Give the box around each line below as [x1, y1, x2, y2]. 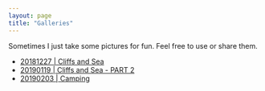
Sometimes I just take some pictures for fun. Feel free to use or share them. [8, 41, 259, 50]
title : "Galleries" [8, 19, 74, 27]
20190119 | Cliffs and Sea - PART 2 [19, 65, 135, 74]
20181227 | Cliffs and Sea [19, 57, 104, 66]
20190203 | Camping [19, 73, 91, 83]
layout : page [8, 11, 52, 20]
